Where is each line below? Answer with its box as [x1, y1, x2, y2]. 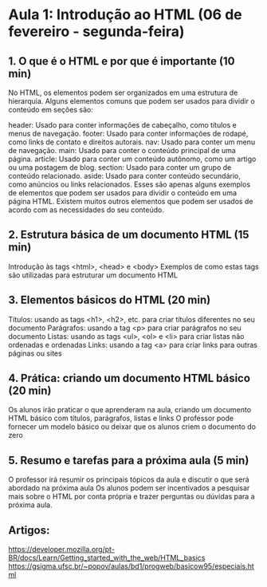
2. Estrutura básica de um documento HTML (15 [8, 228, 249, 242]
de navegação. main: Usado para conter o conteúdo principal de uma [8, 146, 237, 155]
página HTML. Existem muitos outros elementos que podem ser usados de [8, 197, 253, 206]
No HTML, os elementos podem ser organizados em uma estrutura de [8, 88, 238, 97]
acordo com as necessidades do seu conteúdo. [8, 205, 165, 215]
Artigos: [8, 523, 50, 537]
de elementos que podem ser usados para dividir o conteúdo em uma [8, 188, 238, 197]
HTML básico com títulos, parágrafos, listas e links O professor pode [8, 413, 234, 424]
